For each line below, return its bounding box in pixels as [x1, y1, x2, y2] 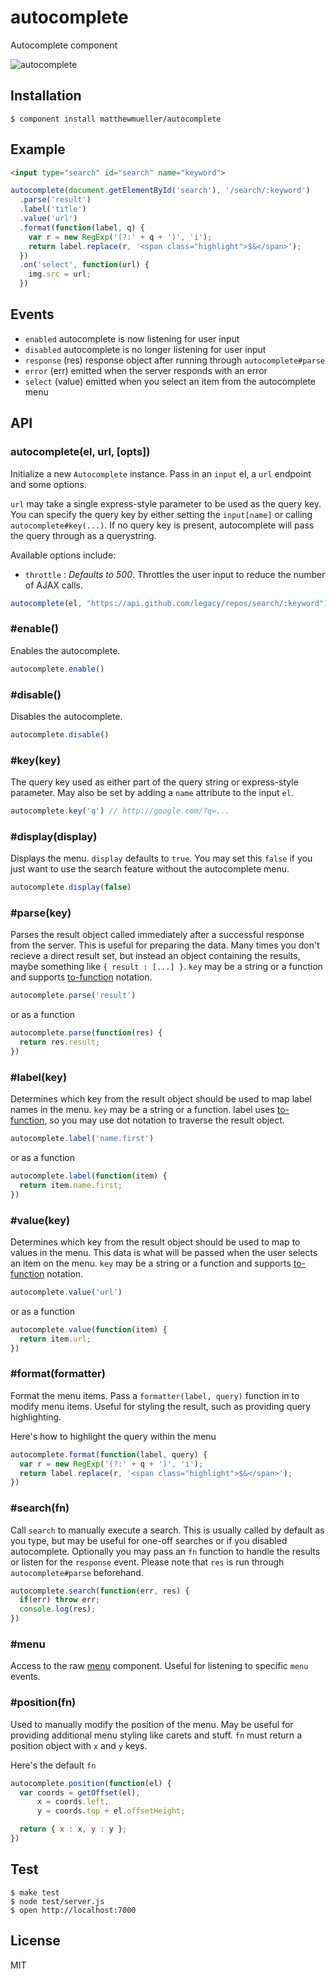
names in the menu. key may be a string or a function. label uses [10, 1104, 275, 1116]
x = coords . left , [36, 1797, 110, 1807]
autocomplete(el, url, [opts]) [10, 445, 151, 459]
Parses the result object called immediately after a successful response [10, 929, 305, 941]
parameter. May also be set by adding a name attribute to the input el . [10, 787, 294, 799]
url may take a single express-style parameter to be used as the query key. [10, 497, 322, 510]
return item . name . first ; [19, 1180, 123, 1190]
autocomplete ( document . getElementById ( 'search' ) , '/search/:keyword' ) [10, 186, 311, 196]
